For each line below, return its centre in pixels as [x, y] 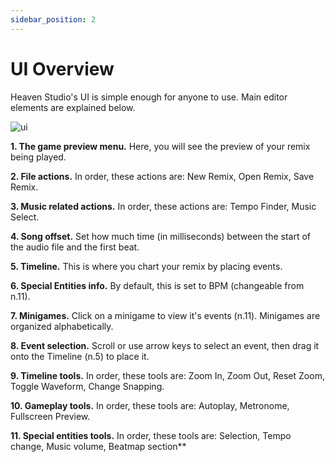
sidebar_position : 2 [53, 19]
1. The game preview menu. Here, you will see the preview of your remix [160, 146]
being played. [38, 157]
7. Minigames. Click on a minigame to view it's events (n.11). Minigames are [165, 315]
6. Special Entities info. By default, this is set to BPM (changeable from [157, 285]
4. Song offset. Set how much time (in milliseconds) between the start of [161, 236]
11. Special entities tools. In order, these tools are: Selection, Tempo [151, 435]
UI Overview [62, 68]
